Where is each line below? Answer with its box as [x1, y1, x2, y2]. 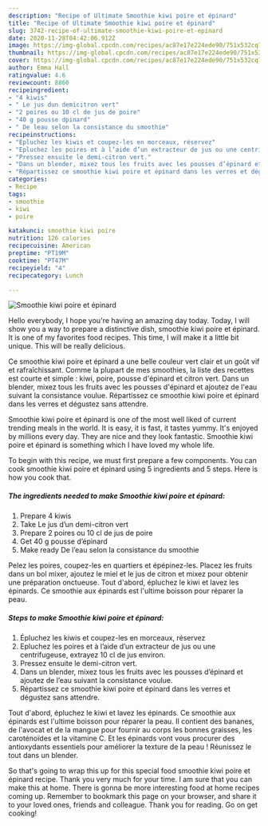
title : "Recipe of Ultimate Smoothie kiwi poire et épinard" [8, 19, 216, 27]
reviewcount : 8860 [8, 78, 69, 86]
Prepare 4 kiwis [19, 511, 72, 521]
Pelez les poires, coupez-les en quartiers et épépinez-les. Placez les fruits [8, 561, 253, 570]
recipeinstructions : [8, 130, 77, 138]
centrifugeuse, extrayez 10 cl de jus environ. [19, 650, 166, 660]
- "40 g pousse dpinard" [8, 116, 91, 124]
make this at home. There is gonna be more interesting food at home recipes [8, 783, 260, 792]
